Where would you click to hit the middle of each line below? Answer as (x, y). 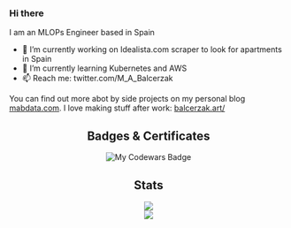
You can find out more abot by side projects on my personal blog (127, 99)
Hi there (27, 13)
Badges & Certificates (149, 136)
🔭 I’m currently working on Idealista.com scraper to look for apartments (152, 49)
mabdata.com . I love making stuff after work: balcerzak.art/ (117, 108)
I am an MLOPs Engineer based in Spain (82, 33)
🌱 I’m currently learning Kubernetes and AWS (104, 68)
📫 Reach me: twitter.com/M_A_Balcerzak (98, 79)
